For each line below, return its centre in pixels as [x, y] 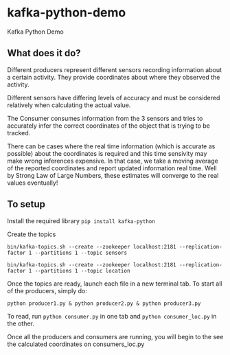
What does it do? [44, 53]
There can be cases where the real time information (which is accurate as [111, 146]
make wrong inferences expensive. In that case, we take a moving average [113, 161]
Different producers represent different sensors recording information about [114, 69]
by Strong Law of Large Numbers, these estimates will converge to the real [113, 175]
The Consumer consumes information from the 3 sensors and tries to [105, 118]
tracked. [19, 133]
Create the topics [32, 234]
